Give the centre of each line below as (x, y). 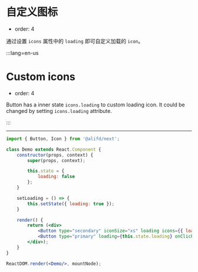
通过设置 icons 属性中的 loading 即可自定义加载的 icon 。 (75, 41)
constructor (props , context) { (55, 155)
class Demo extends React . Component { (54, 149)
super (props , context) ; (56, 160)
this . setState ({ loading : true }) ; (71, 204)
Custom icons (41, 77)
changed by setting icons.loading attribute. (59, 111)
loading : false (56, 177)
